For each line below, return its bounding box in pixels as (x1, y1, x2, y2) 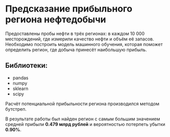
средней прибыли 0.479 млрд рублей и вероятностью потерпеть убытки (5, 121, 166, 127)
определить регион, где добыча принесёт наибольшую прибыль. (5, 47, 147, 53)
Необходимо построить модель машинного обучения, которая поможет (5, 41, 163, 47)
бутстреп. (5, 106, 27, 112)
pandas (12, 74, 29, 81)
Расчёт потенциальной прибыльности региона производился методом (5, 101, 160, 107)
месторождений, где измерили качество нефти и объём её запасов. (5, 36, 154, 42)
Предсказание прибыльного (5, 3, 133, 15)
